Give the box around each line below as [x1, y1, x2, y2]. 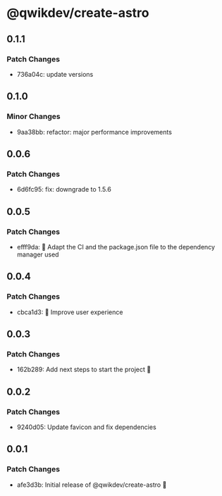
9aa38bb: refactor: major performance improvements [16, 128, 172, 136]
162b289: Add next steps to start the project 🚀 [16, 365, 152, 374]
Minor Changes [6, 111, 61, 121]
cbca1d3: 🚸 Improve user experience [16, 308, 123, 316]
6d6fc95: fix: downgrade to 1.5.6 [16, 185, 112, 194]
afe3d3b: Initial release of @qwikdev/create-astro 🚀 [16, 480, 167, 489]
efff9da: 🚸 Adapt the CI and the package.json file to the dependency [16, 242, 216, 251]
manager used [16, 250, 59, 259]
